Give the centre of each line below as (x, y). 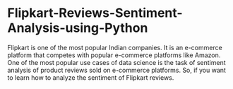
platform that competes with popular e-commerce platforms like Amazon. (114, 55)
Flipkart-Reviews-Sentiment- (95, 13)
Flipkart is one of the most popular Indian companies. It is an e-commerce (115, 47)
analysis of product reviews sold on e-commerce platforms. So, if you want (116, 70)
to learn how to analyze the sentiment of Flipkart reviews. (91, 77)
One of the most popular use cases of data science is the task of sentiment (116, 62)
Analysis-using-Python (78, 28)
